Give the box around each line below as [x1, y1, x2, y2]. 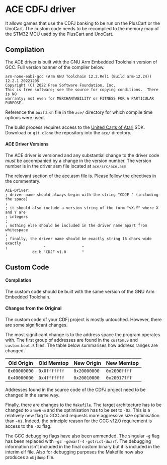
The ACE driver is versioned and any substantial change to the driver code [5, 152, 159, 158]
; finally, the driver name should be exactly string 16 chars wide [5, 236, 152, 241]
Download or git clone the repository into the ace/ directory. [5, 129, 132, 135]
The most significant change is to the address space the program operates [5, 331, 160, 338]
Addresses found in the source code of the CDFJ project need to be [5, 386, 146, 393]
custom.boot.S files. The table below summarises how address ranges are [5, 342, 158, 348]
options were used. [5, 114, 45, 120]
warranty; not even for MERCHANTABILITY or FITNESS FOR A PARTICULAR [5, 96, 154, 101]
